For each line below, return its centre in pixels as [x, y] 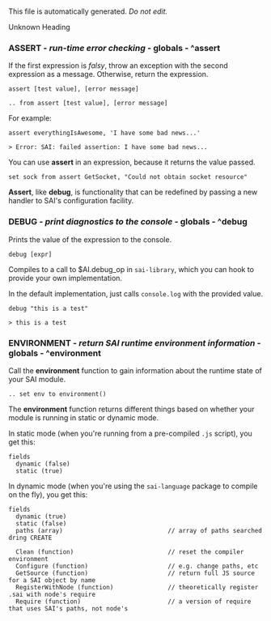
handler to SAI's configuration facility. [71, 201]
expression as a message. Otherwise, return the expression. [108, 74]
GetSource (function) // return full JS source [135, 573]
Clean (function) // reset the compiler [130, 552]
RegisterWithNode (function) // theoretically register [137, 588]
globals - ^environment [55, 353]
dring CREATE [30, 538]
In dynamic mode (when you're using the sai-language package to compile [133, 486]
